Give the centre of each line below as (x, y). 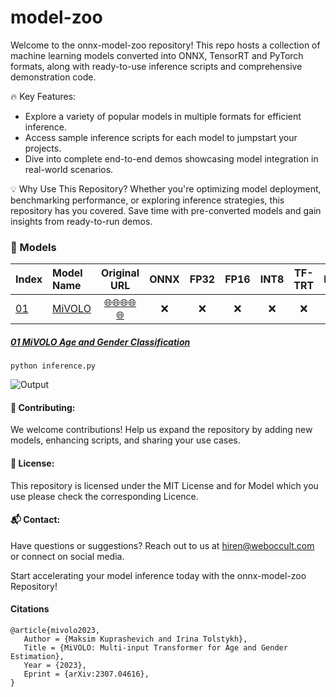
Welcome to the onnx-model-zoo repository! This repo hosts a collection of (165, 45)
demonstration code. (53, 77)
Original (120, 273)
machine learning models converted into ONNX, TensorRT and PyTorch (157, 55)
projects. (43, 148)
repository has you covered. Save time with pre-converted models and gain (166, 210)
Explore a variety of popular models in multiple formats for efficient (163, 116)
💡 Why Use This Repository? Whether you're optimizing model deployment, (166, 188)
